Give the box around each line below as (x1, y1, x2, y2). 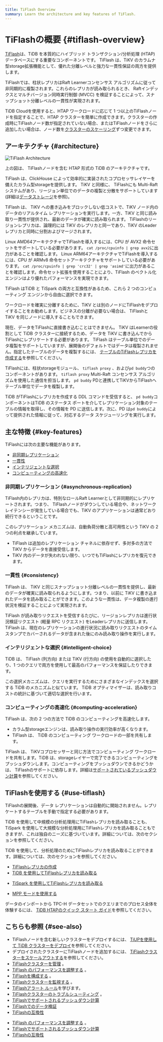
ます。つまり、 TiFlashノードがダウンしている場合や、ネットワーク (21, 501, 157, 507)
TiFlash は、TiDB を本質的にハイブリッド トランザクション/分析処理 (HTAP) (5, 51, 155, 57)
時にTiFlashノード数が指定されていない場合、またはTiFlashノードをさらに (9, 120, 158, 126)
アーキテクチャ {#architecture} (5, 142, 99, 150)
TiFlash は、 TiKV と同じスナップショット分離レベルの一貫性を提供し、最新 (5, 584, 157, 590)
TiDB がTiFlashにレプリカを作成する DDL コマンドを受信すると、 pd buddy (5, 394, 154, 400)
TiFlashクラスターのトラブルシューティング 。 (12, 991, 105, 997)
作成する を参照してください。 (5, 355, 65, 361)
